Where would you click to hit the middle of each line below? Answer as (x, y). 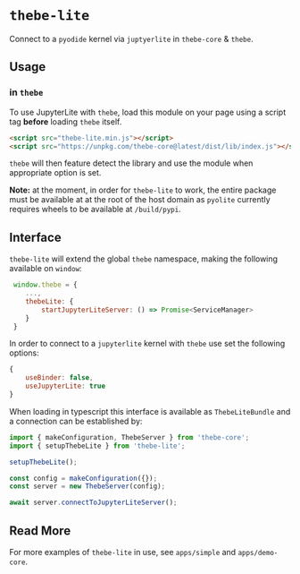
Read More (40, 531)
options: (25, 353)
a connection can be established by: (76, 421)
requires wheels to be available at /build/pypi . (95, 210)
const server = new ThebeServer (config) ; (87, 486)
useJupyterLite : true (65, 386)
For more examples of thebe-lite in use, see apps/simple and (123, 552)
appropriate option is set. (55, 173)
